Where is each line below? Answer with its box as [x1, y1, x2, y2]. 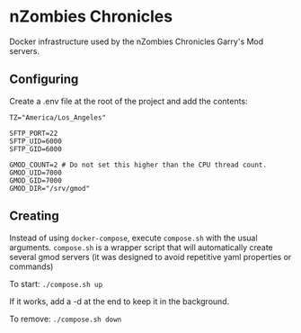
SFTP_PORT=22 [9, 129, 58, 138]
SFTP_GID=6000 [9, 144, 63, 154]
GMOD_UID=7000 [9, 168, 63, 177]
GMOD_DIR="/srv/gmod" [9, 184, 91, 193]
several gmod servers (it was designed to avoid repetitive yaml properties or [9, 251, 292, 262]
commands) [9, 261, 54, 272]
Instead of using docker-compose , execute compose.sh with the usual [9, 232, 258, 243]
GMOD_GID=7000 [9, 175, 63, 185]
